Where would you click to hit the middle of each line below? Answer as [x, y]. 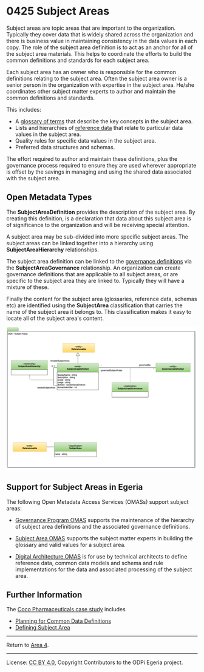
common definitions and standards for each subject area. [78, 60]
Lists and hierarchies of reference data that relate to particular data [99, 127]
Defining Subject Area [42, 628]
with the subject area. [33, 178]
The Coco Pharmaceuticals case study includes [66, 609]
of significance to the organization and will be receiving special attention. [98, 225]
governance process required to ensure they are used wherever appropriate [101, 165]
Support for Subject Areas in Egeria [75, 487]
